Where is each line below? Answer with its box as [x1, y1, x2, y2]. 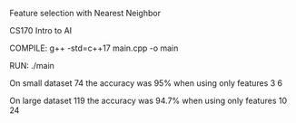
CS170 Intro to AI [9, 25, 73, 35]
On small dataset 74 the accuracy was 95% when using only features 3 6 [9, 78, 283, 89]
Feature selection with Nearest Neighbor [9, 8, 162, 18]
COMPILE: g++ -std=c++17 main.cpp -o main [9, 43, 179, 53]
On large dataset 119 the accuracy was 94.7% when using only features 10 [9, 95, 288, 106]
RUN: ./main [9, 61, 54, 71]
